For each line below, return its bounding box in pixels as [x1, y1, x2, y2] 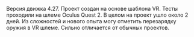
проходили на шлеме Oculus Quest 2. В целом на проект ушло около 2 [6, 11, 189, 18]
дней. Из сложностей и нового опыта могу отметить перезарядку [6, 18, 177, 24]
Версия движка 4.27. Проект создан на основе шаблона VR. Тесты [6, 5, 178, 12]
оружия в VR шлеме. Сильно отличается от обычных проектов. [6, 24, 170, 31]
